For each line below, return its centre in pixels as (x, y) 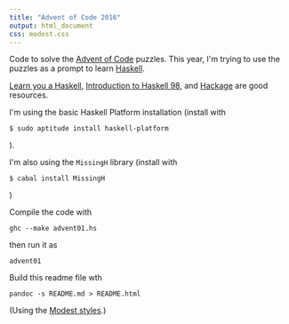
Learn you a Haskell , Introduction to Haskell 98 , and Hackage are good (139, 86)
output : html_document (51, 26)
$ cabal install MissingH (57, 178)
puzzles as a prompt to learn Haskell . (77, 68)
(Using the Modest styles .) (58, 311)
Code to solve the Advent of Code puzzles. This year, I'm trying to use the (144, 59)
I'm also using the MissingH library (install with (93, 162)
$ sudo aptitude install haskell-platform (89, 129)
